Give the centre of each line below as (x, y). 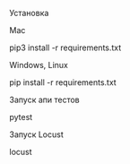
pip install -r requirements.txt (63, 82)
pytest (21, 117)
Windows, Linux (39, 65)
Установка (29, 13)
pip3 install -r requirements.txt (65, 47)
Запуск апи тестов (45, 99)
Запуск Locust (37, 134)
